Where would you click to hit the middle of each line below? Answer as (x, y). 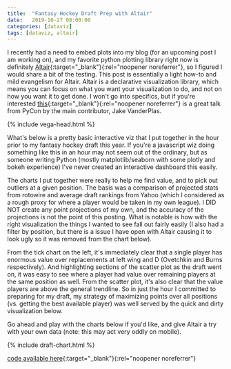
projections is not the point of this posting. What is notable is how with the (112, 217)
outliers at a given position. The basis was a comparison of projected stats (113, 188)
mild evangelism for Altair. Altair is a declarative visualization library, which (113, 82)
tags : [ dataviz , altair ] (43, 33)
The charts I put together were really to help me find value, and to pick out (113, 181)
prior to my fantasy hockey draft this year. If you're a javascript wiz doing (111, 145)
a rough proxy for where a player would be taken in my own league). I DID (112, 202)
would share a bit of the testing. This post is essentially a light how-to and (112, 74)
